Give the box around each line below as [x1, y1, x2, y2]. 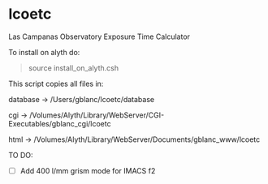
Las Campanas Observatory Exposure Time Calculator [8, 32, 191, 41]
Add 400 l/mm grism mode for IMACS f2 [19, 165, 156, 175]
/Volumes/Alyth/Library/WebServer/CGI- [29, 110, 165, 120]
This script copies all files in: [8, 79, 104, 88]
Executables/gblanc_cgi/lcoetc [8, 118, 111, 128]
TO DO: [8, 150, 34, 160]
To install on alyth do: [8, 47, 80, 57]
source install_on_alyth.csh [28, 62, 119, 73]
